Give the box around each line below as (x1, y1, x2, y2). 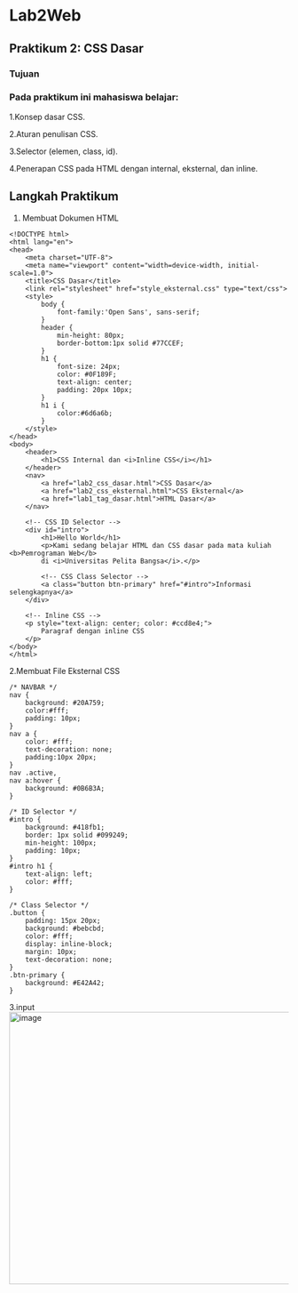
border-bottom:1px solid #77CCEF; (56, 339, 184, 348)
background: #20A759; (25, 698, 105, 707)
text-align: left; (25, 869, 93, 879)
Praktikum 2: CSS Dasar (9, 41, 145, 56)
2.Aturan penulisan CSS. (9, 128, 98, 139)
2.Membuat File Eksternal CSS (9, 665, 121, 676)
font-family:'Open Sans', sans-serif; (56, 308, 200, 317)
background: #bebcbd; (25, 924, 105, 933)
